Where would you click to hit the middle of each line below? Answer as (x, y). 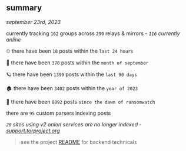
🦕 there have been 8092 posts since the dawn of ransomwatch (81, 102)
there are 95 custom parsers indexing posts (59, 113)
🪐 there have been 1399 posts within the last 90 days (72, 74)
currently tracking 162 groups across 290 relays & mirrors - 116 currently (93, 33)
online (14, 39)
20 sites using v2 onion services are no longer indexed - (74, 124)
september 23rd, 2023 (33, 22)
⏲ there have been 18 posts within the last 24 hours (70, 51)
